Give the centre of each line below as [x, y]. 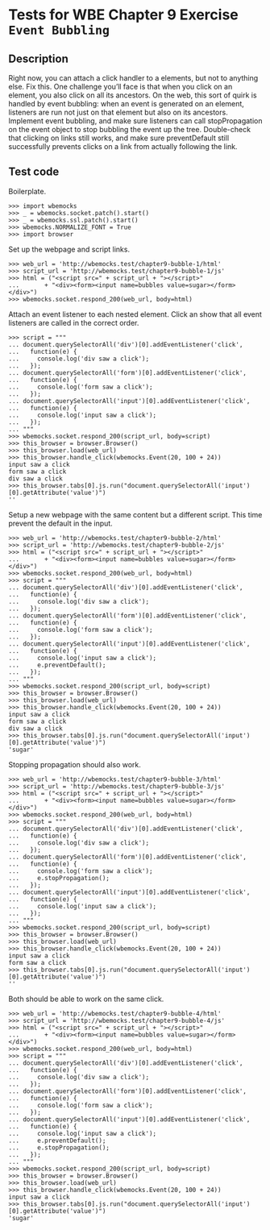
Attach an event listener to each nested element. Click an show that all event [135, 314]
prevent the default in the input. [60, 523]
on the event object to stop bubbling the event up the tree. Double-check [130, 129]
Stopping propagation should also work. [75, 764]
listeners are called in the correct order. [74, 322]
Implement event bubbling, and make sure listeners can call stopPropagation [135, 121]
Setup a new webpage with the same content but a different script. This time [135, 514]
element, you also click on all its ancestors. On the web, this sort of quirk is [133, 95]
